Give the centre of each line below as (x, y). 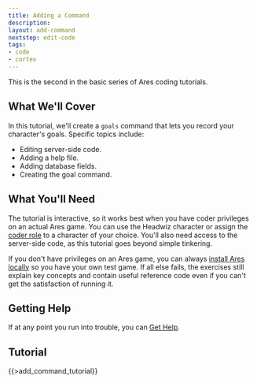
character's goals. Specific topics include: (76, 134)
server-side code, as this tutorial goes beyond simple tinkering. (110, 243)
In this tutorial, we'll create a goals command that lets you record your (121, 125)
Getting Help (40, 308)
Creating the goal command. (66, 174)
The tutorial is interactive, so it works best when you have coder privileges (128, 218)
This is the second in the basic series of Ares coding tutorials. (108, 82)
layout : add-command (42, 30)
